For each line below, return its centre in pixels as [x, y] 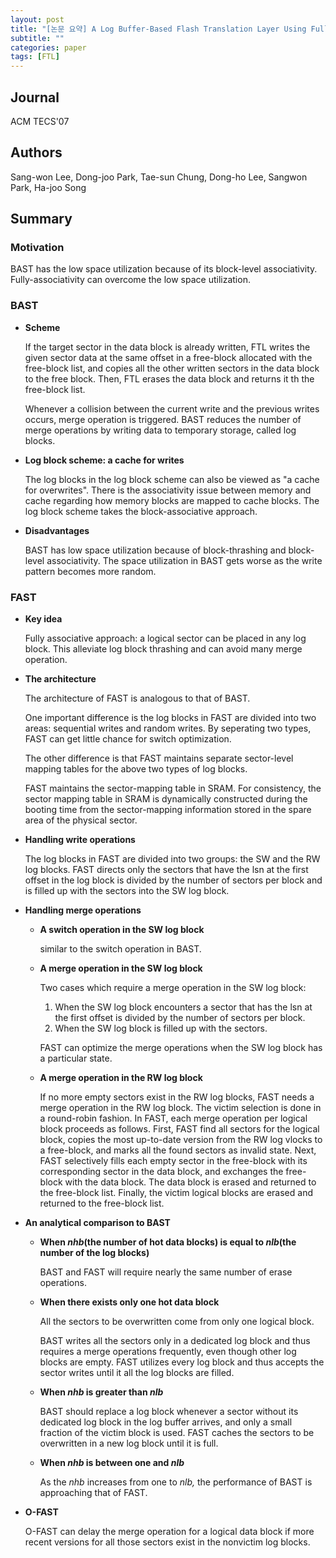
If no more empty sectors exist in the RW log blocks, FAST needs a [177, 1097]
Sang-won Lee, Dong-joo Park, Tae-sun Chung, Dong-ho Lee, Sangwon [159, 177]
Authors [36, 152]
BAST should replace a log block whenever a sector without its [169, 1412]
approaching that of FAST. [93, 1493]
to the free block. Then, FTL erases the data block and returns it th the [169, 378]
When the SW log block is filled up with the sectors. [161, 1028]
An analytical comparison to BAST [97, 1223]
